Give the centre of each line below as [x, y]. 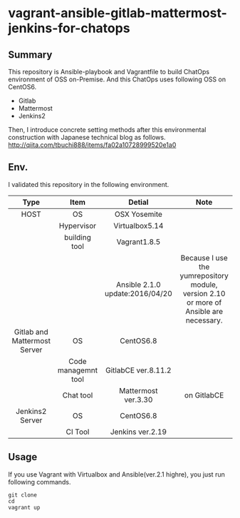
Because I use [204, 258]
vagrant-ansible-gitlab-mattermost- [118, 13]
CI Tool [78, 432]
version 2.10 [204, 293]
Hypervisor [78, 225]
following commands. [40, 482]
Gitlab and [31, 332]
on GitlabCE [204, 395]
